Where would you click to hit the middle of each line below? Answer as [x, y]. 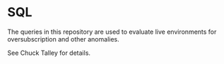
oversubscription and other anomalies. [64, 39]
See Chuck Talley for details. [49, 53]
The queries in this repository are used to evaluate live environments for [112, 32]
